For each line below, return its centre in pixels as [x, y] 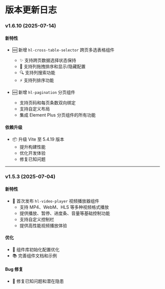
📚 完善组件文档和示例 [35, 256]
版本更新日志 [31, 10]
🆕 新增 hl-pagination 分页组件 [44, 92]
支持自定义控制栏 [37, 219]
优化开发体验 [32, 153]
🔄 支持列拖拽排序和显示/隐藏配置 [53, 66]
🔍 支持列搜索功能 [37, 73]
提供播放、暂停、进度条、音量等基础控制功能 [65, 213]
